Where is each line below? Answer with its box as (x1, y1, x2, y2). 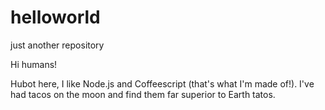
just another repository (10, 39, 105, 51)
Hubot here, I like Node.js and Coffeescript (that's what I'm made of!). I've (10, 77, 315, 90)
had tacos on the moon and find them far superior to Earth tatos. (10, 88, 276, 100)
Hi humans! (10, 58, 58, 70)
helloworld (10, 6, 101, 29)
